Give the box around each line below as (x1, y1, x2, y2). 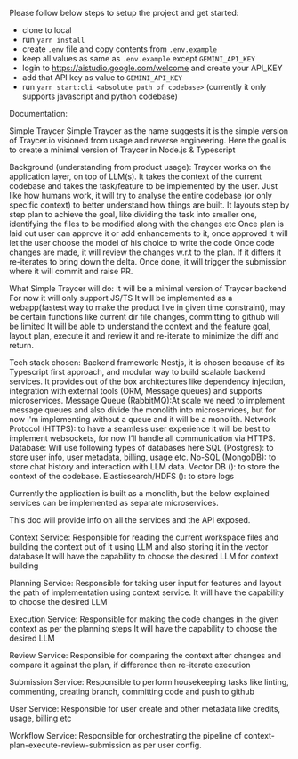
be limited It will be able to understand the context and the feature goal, (9, 321, 271, 331)
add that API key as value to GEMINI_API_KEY (21, 72, 182, 83)
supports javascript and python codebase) (21, 91, 178, 102)
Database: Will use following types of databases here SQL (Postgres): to (9, 443, 274, 453)
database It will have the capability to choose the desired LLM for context (9, 551, 278, 561)
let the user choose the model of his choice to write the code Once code (9, 238, 275, 248)
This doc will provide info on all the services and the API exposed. (9, 515, 251, 525)
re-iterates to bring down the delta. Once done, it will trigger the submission (9, 257, 287, 266)
